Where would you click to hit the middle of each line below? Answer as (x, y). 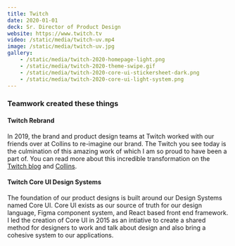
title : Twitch (28, 14)
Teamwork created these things (63, 104)
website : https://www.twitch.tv (55, 33)
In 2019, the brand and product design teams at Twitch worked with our (111, 136)
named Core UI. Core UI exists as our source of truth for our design (105, 205)
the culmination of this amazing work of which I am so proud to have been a (117, 151)
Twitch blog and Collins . (42, 166)
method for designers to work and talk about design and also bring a (107, 227)
